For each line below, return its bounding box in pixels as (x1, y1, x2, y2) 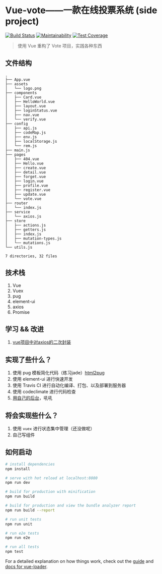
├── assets (5, 81, 28, 86)
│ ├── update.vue (5, 192, 46, 197)
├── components (5, 90, 37, 95)
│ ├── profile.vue (5, 183, 49, 188)
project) (5, 16, 39, 27)
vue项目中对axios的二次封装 (12, 339, 71, 346)
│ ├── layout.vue (5, 103, 46, 108)
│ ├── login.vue (5, 179, 44, 184)
